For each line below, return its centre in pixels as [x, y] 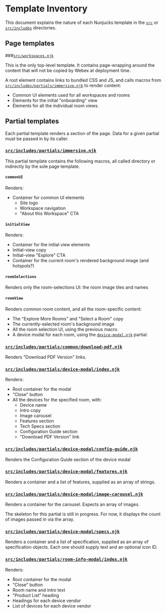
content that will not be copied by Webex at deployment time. [68, 70]
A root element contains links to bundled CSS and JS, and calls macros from [83, 80]
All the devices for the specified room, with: [57, 400]
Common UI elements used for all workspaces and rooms [71, 95]
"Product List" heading [36, 595]
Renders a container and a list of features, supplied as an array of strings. [80, 482]
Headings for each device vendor [46, 601]
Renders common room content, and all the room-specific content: [74, 309]
